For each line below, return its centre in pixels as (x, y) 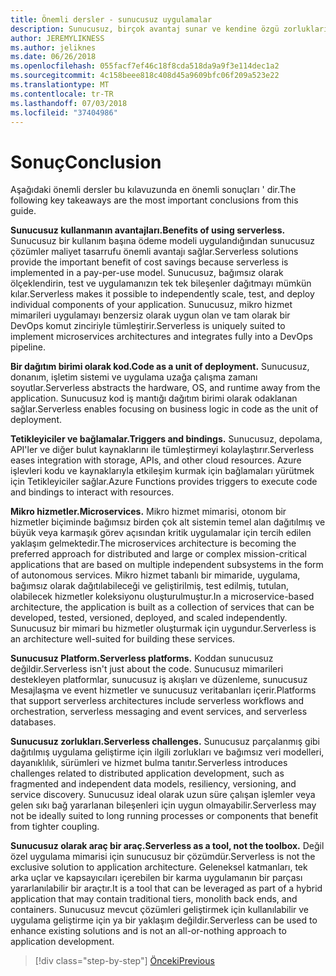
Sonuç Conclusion (86, 162)
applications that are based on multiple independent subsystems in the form (167, 565)
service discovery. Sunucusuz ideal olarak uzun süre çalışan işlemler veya (163, 795)
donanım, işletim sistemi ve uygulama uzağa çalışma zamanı (134, 377)
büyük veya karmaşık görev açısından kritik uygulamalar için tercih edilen (161, 533)
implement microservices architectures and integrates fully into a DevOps (161, 337)
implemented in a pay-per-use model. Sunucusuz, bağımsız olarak (147, 273)
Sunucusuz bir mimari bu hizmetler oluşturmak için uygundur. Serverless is (163, 628)
